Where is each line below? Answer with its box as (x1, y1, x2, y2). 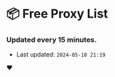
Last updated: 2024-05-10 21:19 (16, 50, 106, 59)
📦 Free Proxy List (6, 6, 108, 22)
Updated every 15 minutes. (6, 35, 97, 45)
